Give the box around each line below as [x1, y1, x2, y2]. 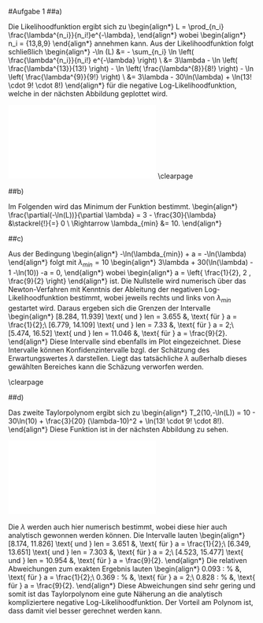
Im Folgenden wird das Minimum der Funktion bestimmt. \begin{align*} [8, 202, 239, 211]
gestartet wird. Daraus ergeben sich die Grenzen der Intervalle [8, 303, 211, 312]
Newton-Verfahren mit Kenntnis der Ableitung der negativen [8, 284, 203, 294]
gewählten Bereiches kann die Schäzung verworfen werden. [8, 362, 205, 371]
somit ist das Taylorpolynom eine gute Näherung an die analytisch [8, 589, 223, 599]
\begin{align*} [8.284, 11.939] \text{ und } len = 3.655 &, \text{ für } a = [8, 311, 238, 321]
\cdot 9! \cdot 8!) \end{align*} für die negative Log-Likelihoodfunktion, [8, 80, 237, 90]
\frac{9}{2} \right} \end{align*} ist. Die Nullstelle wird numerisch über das [8, 276, 246, 285]
